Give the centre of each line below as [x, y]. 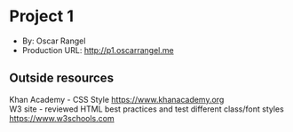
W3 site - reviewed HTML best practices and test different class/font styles [146, 109]
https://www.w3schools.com [62, 118]
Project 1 [41, 16]
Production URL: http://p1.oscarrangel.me [98, 50]
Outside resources [61, 78]
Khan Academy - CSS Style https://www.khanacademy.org [117, 99]
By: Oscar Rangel [54, 41]
